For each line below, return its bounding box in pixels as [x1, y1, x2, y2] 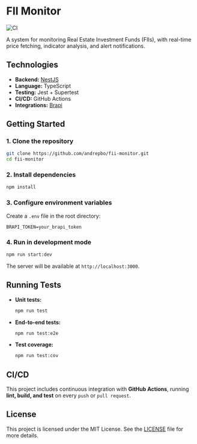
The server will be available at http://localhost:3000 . [6, 262, 140, 270]
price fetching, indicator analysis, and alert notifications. [6, 42, 145, 49]
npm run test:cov [14, 353, 59, 359]
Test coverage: [14, 341, 54, 348]
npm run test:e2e [14, 330, 59, 336]
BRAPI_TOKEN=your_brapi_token [6, 224, 82, 230]
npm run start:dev [6, 252, 52, 258]
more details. [6, 431, 39, 439]
